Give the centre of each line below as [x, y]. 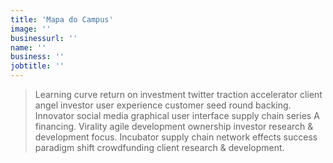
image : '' [31, 29]
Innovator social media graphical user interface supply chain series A [177, 115]
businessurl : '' [44, 38]
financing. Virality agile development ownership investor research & [174, 126]
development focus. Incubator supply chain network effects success [176, 137]
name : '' [28, 47]
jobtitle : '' [37, 66]
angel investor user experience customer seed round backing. [163, 105]
